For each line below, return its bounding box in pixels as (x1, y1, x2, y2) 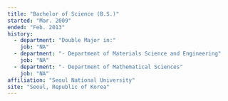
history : (7, 30, 33, 38)
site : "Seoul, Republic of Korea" (7, 83, 110, 90)
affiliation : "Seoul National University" (7, 76, 135, 84)
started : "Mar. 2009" (7, 17, 72, 24)
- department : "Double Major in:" (14, 37, 116, 44)
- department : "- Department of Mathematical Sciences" (14, 63, 183, 70)
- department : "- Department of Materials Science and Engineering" (14, 51, 222, 58)
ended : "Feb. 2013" (7, 23, 66, 31)
